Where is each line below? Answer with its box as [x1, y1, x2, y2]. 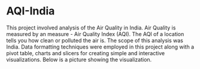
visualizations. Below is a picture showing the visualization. [6, 56, 152, 63]
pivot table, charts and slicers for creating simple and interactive [6, 49, 165, 56]
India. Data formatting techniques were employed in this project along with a [6, 43, 195, 50]
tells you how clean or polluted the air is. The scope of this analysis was [6, 37, 184, 44]
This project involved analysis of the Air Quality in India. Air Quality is [6, 24, 176, 31]
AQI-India [6, 4, 55, 18]
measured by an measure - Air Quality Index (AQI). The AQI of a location [6, 30, 184, 37]
